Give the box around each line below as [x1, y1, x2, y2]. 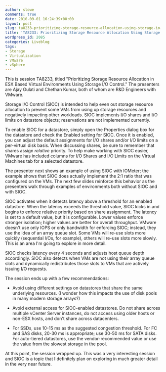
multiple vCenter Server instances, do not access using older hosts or [12, 310, 155, 317]
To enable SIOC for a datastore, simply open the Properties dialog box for [5, 127, 155, 133]
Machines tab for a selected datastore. [5, 158, 84, 164]
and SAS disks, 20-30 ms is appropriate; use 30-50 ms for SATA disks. [12, 330, 157, 336]
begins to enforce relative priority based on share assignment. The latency [5, 209, 157, 215]
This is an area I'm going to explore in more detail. [5, 240, 107, 246]
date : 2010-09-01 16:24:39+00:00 [5, 16, 74, 21]
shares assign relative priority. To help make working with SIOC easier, [5, 148, 149, 154]
